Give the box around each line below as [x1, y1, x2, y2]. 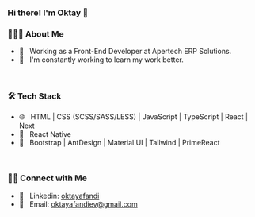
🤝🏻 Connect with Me [7, 172, 88, 184]
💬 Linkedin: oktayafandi [18, 191, 100, 200]
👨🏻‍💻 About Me [7, 28, 64, 39]
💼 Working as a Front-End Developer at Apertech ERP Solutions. [18, 47, 232, 56]
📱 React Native [18, 129, 72, 138]
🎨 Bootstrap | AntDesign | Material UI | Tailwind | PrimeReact [18, 138, 220, 147]
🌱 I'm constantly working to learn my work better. [18, 55, 184, 64]
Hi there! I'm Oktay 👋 [7, 7, 89, 18]
